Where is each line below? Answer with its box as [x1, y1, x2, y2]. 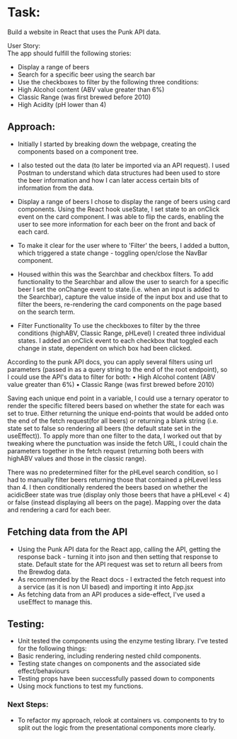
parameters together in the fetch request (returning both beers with [7, 446, 204, 455]
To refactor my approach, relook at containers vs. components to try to [17, 716, 225, 724]
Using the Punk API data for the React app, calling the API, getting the [17, 545, 221, 553]
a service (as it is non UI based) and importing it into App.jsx [17, 582, 194, 591]
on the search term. [17, 308, 76, 316]
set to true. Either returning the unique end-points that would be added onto [7, 409, 229, 417]
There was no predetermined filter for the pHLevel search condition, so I [7, 468, 218, 476]
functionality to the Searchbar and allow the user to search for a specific [17, 277, 229, 286]
